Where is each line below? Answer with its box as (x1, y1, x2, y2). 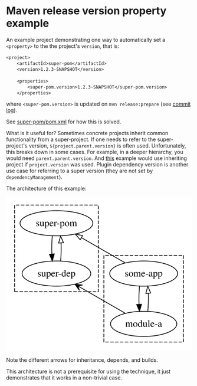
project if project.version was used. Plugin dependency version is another (6, 161, 189, 168)
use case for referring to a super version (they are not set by (6, 167, 153, 174)
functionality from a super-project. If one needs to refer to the (6, 136, 156, 143)
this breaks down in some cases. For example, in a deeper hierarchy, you (6, 148, 184, 155)
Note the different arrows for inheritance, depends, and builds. (6, 356, 158, 364)
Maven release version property (6, 4, 167, 18)
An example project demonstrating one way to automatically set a (6, 36, 166, 43)
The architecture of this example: (6, 185, 87, 192)
